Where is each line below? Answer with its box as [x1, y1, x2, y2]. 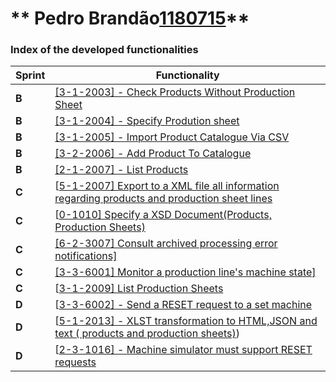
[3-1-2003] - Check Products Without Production [54, 85, 296, 99]
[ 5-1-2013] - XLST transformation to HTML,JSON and [54, 314, 318, 328]
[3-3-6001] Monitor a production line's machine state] [54, 265, 317, 279]
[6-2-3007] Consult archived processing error [54, 237, 278, 251]
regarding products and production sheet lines [54, 192, 273, 206]
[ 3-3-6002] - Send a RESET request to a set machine [54, 298, 313, 312]
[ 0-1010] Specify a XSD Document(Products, [54, 208, 272, 222]
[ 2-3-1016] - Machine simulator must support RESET [54, 343, 313, 357]
